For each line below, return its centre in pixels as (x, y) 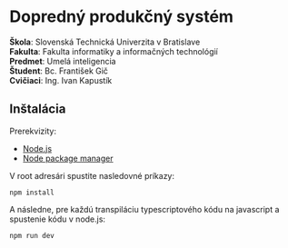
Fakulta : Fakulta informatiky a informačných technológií (114, 51)
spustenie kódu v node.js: (58, 219)
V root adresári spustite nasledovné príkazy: (92, 175)
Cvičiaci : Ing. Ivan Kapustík (61, 80)
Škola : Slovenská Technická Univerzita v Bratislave (105, 42)
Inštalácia (38, 109)
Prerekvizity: (33, 131)
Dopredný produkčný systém (122, 17)
